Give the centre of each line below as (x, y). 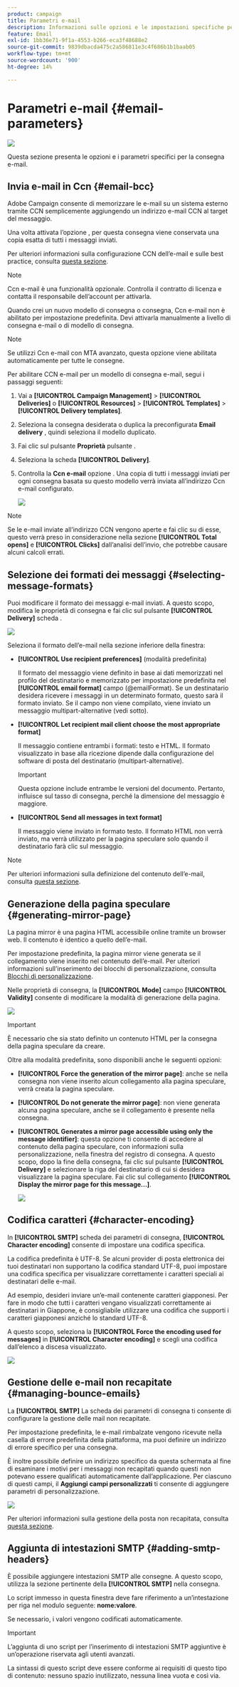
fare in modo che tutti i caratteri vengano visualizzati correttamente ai (109, 1303)
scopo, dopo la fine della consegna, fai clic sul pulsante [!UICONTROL (121, 1162)
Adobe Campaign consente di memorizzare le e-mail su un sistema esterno (118, 204)
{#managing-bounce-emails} (74, 1393)
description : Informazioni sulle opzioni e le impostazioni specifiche (116, 27)
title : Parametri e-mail (44, 21)
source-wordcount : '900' (44, 61)
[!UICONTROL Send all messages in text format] (90, 818)
